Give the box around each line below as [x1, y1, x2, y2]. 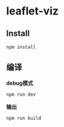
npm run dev [6, 91, 36, 98]
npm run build [6, 115, 42, 121]
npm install [6, 44, 36, 50]
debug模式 [6, 79, 33, 87]
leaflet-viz [6, 4, 59, 18]
